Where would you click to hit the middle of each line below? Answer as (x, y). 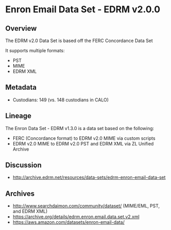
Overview (21, 28)
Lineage (18, 116)
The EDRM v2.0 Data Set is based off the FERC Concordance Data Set (79, 40)
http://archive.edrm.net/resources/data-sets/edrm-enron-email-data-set (89, 177)
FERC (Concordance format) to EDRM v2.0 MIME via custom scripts (84, 138)
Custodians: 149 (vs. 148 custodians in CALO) (60, 100)
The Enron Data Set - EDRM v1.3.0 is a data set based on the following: (80, 128)
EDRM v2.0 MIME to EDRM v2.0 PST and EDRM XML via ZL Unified (83, 143)
